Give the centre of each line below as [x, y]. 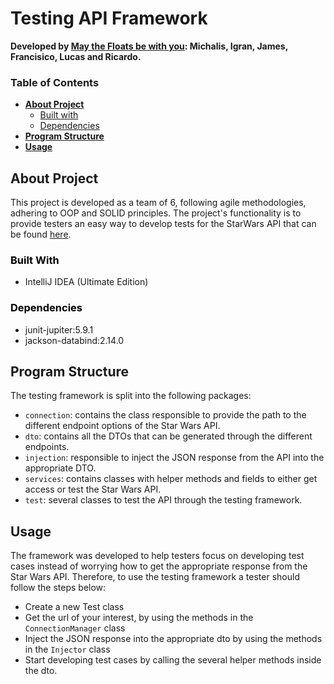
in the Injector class [67, 649]
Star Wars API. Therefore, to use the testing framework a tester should [155, 577]
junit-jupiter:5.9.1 [59, 329]
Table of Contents [55, 82]
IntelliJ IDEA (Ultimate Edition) [86, 282]
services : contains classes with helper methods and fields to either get [171, 479]
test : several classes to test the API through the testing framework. [163, 500]
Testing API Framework [109, 18]
